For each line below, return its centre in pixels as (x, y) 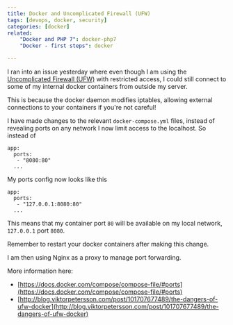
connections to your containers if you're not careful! (82, 107)
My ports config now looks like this (57, 179)
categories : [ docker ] (39, 26)
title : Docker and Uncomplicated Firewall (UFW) (79, 14)
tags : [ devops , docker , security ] (57, 20)
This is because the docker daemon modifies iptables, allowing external (110, 100)
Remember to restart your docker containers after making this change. (108, 244)
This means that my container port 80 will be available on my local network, (115, 223)
